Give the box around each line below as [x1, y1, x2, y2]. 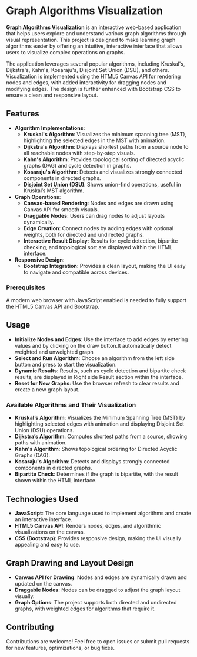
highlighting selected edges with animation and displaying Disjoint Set [14, 420, 184, 427]
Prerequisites [6, 283, 45, 292]
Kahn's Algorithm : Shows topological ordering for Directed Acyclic [14, 446, 178, 453]
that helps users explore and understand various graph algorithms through [6, 30, 187, 37]
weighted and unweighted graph [14, 348, 94, 355]
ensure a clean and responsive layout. [6, 91, 98, 99]
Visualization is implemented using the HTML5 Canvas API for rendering [6, 73, 181, 80]
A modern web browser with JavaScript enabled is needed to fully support [6, 297, 187, 304]
